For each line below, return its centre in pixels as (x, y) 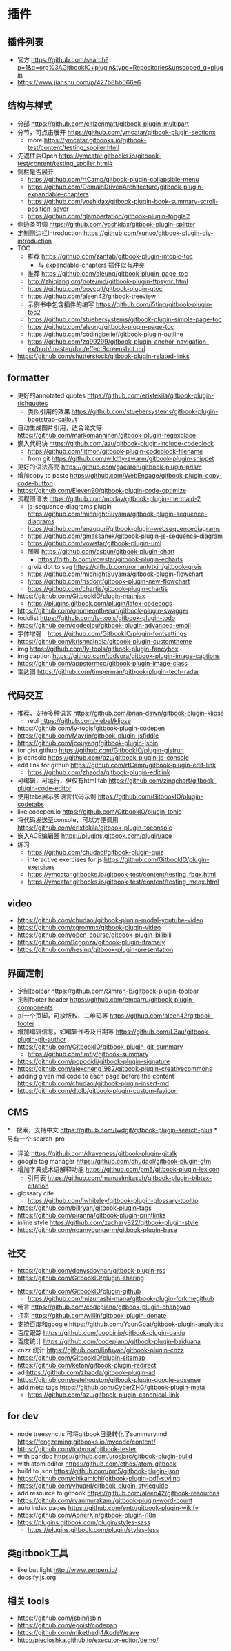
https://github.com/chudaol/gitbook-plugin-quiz (96, 852)
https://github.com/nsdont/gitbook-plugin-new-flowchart (109, 581)
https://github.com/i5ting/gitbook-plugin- (154, 304)
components (35, 1007)
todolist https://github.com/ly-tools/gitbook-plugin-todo (96, 618)
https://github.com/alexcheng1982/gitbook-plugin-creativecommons (114, 1069)
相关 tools (28, 1601)
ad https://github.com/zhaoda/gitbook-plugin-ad (86, 1372)
